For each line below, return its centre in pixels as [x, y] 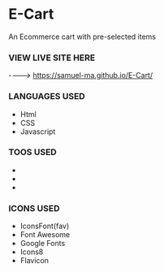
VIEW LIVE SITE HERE [52, 58]
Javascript [38, 132]
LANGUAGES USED [47, 97]
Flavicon [35, 261]
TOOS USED [32, 153]
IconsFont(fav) [45, 226]
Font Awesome [45, 235]
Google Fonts [43, 244]
